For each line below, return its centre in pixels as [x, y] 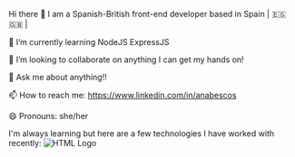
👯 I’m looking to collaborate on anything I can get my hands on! [126, 60]
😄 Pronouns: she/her [49, 116]
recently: [25, 143]
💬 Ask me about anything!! [58, 77]
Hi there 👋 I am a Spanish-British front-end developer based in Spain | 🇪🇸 [147, 14]
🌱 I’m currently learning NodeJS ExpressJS [89, 42]
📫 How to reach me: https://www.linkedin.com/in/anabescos [123, 95]
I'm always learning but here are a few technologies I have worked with [141, 134]
